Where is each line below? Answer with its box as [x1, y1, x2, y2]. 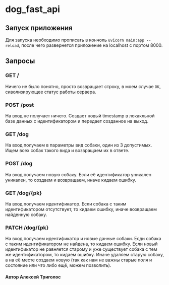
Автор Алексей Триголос [5, 273, 61, 280]
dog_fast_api [5, 4, 61, 15]
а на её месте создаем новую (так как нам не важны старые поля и [5, 257, 152, 263]
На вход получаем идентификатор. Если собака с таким [5, 200, 127, 207]
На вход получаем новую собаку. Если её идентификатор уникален [5, 171, 151, 177]
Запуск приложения [5, 24, 73, 32]
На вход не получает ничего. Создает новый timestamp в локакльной [5, 112, 155, 119]
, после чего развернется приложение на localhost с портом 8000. [18, 42, 163, 48]
